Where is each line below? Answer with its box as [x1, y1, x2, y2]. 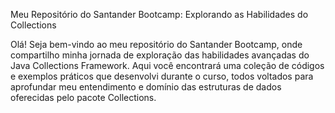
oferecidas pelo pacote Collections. [10, 92, 157, 103]
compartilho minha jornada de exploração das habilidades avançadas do [10, 49, 310, 61]
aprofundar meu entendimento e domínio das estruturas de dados [10, 81, 282, 93]
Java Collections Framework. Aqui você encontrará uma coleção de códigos [10, 60, 325, 71]
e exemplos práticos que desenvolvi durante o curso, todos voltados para [10, 70, 314, 82]
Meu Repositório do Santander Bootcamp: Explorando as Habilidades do [10, 9, 309, 20]
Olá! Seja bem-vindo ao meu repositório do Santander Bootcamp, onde [10, 39, 303, 50]
